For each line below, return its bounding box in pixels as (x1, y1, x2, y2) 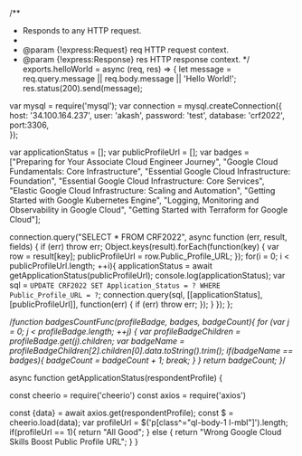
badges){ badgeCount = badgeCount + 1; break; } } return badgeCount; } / (9, 355, 287, 366)
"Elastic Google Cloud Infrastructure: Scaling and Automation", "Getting (9, 185, 276, 195)
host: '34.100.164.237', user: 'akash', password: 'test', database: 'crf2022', (9, 110, 285, 120)
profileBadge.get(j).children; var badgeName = (9, 336, 185, 347)
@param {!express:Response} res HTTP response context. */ (22, 54, 250, 64)
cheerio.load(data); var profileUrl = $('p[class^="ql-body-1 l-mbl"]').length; (9, 417, 288, 428)
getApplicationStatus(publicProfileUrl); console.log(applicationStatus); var (9, 271, 286, 280)
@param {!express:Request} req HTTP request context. (22, 44, 229, 55)
